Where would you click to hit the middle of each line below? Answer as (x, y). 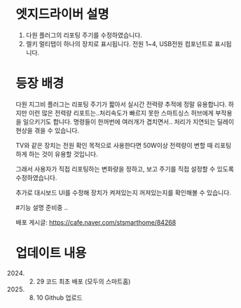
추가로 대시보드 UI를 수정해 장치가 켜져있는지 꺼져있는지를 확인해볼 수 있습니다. (123, 192)
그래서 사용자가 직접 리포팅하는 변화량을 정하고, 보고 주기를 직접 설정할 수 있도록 (125, 169)
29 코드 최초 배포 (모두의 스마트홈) (83, 281)
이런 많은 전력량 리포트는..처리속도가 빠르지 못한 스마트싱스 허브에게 (121, 113)
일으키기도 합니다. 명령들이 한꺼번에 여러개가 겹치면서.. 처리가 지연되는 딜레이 (129, 121)
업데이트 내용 (51, 253)
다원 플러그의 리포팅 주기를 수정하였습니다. (84, 35)
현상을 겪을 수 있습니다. (48, 130)
